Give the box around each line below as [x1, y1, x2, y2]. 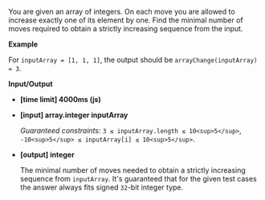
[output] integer [19, 150, 75, 159]
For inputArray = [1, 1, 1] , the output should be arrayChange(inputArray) [8, 55, 258, 64]
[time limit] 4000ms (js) [19, 95, 102, 104]
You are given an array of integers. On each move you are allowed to [8, 7, 235, 16]
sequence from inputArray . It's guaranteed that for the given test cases [19, 174, 257, 183]
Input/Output [8, 80, 54, 88]
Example [8, 39, 39, 49]
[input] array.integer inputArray [19, 110, 128, 120]
